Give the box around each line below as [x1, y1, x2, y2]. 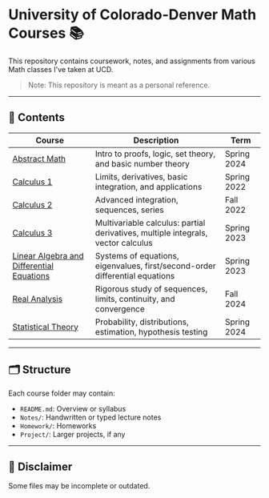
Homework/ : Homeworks [19, 420, 97, 430]
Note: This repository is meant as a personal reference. [27, 80, 211, 90]
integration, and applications [94, 181, 203, 192]
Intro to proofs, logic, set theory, [94, 148, 216, 159]
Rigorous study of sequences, [94, 283, 208, 294]
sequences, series [94, 204, 164, 215]
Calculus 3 [12, 227, 53, 238]
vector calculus [94, 237, 154, 248]
